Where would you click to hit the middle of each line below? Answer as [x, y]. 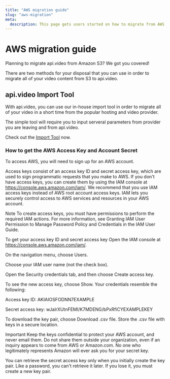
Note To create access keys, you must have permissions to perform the [80, 213]
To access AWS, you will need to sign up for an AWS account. [70, 162]
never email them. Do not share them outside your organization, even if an [83, 340]
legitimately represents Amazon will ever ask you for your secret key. [77, 351]
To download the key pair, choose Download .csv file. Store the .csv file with [85, 319]
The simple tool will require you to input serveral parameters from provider [83, 122]
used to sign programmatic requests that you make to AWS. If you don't [80, 177]
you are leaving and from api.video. [42, 127]
